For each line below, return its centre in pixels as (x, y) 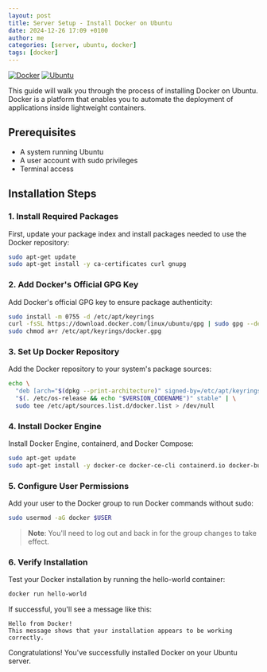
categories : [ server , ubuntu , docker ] (72, 45)
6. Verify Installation (48, 562)
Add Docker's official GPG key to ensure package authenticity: (110, 302)
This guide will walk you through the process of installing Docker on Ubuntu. (133, 91)
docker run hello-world (48, 594)
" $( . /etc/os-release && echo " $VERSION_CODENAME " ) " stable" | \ (126, 399)
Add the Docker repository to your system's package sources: (110, 369)
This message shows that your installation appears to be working (120, 631)
